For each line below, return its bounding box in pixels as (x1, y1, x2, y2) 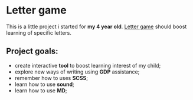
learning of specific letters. (6, 29, 72, 36)
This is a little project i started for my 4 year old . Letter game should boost (6, 23, 187, 30)
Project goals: (6, 46, 58, 56)
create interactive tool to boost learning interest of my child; (14, 62, 161, 69)
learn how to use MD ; (14, 86, 67, 94)
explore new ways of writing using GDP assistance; (14, 68, 140, 75)
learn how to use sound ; (14, 81, 75, 88)
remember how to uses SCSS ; (14, 74, 89, 81)
